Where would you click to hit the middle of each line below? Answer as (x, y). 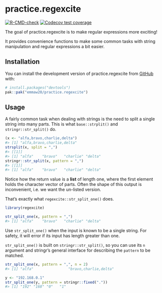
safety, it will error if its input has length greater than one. (63, 236)
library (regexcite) (25, 208)
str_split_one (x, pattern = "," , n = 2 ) (47, 264)
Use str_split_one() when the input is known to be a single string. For (76, 230)
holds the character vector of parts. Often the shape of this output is (73, 184)
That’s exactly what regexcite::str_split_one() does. (60, 199)
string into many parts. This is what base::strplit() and (62, 124)
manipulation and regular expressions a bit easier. (55, 46)
